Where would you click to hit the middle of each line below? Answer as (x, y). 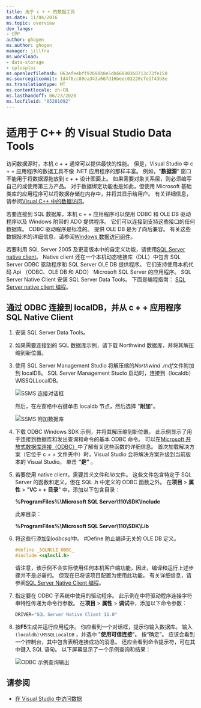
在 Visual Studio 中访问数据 (48, 698)
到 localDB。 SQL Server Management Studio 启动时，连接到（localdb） (104, 373)
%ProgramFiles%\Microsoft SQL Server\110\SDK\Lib (82, 526)
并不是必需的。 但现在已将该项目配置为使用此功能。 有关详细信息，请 (106, 576)
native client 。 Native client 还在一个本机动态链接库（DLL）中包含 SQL (94, 257)
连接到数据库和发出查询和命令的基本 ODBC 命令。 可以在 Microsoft (102, 439)
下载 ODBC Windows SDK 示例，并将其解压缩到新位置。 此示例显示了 (101, 432)
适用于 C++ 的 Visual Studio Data (89, 133)
